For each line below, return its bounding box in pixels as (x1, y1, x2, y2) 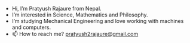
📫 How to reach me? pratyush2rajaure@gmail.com (11, 31, 139, 37)
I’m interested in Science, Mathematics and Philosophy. (11, 11, 148, 18)
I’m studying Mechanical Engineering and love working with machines (11, 18, 184, 24)
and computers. (11, 24, 51, 31)
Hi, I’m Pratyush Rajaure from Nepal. (11, 5, 102, 12)
